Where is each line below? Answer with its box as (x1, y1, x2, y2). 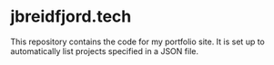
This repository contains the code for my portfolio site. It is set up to (10, 36, 265, 47)
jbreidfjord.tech (10, 6, 132, 27)
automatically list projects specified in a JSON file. (10, 45, 199, 56)
